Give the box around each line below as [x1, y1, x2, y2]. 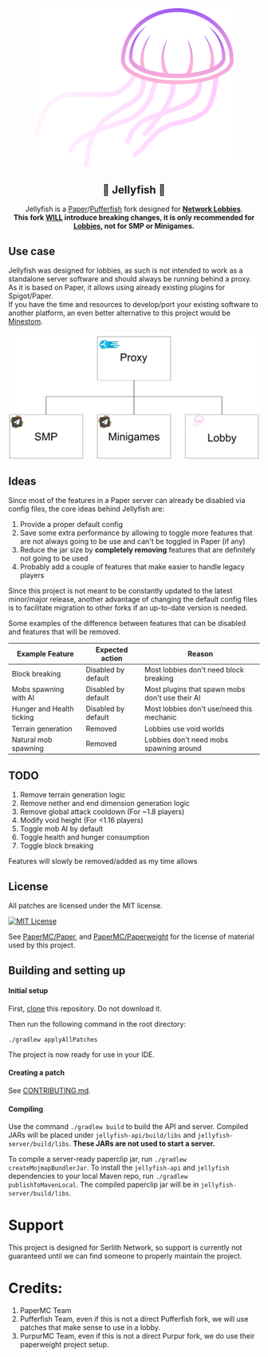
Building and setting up [8, 964, 126, 977]
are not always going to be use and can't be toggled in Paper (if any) [19, 537, 246, 546]
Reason [187, 649, 214, 659]
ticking [11, 712, 34, 722]
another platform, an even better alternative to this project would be [8, 308, 231, 317]
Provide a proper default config [19, 520, 124, 529]
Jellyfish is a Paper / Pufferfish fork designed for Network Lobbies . [25, 204, 243, 214]
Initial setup [8, 986, 49, 996]
